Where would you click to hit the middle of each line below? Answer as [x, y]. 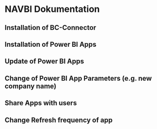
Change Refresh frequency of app [59, 120]
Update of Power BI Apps [44, 62]
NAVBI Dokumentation [52, 9]
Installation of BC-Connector [50, 28]
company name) [30, 86]
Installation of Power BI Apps [51, 44]
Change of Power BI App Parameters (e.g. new [78, 78]
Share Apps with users [41, 103]
